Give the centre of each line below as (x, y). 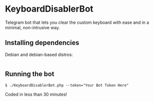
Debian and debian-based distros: (39, 54)
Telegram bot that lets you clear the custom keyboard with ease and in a (77, 22)
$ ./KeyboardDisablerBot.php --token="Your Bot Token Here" (67, 85)
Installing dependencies (42, 43)
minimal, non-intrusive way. (32, 27)
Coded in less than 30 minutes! (36, 94)
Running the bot (30, 74)
